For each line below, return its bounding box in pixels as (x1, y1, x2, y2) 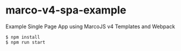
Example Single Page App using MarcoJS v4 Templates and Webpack (5, 23, 175, 30)
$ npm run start (5, 39, 45, 45)
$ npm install (5, 34, 41, 40)
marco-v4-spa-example (5, 4, 127, 17)
